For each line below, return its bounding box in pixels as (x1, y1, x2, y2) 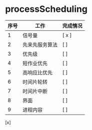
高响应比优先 (22, 69, 53, 76)
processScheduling (5, 3, 88, 15)
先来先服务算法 (22, 41, 58, 48)
